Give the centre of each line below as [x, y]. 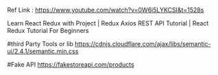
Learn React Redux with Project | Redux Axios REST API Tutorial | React [108, 23]
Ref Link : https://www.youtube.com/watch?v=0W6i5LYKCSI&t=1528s [106, 10]
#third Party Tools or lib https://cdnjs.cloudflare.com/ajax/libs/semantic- [109, 44]
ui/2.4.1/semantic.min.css [43, 51]
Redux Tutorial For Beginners [48, 31]
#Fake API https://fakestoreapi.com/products [71, 64]
